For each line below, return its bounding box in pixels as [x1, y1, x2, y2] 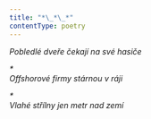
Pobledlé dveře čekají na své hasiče [9, 46, 142, 56]
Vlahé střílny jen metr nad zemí [9, 99, 124, 110]
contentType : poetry [9, 21, 87, 30]
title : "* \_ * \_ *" [9, 13, 74, 22]
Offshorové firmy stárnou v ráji [9, 72, 123, 83]
